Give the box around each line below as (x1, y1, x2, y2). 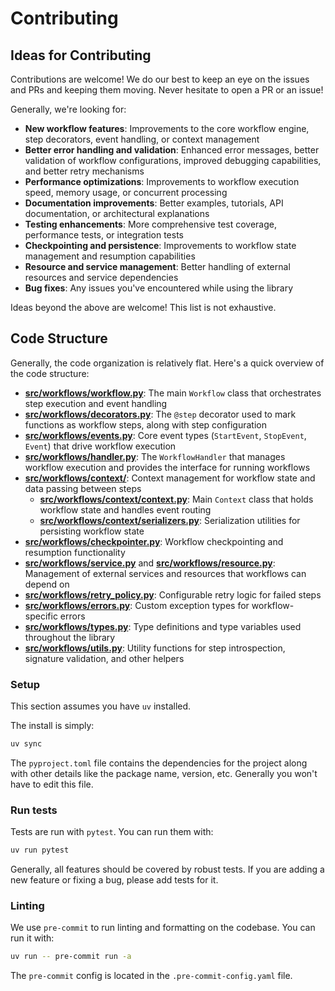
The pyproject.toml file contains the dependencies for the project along (10, 757, 308, 769)
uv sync (10, 739, 43, 749)
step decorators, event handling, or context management (24, 133, 260, 145)
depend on (24, 578, 70, 590)
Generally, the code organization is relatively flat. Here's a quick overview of (10, 357, 325, 369)
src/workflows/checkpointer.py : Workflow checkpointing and (24, 535, 284, 547)
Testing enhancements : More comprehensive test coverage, (24, 218, 277, 230)
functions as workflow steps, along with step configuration (24, 418, 267, 431)
